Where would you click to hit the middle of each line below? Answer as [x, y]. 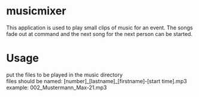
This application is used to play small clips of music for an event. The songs [99, 28]
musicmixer [36, 11]
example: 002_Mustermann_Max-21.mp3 [57, 87]
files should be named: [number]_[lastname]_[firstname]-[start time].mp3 [97, 81]
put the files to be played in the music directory [64, 75]
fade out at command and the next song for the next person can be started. [99, 34]
